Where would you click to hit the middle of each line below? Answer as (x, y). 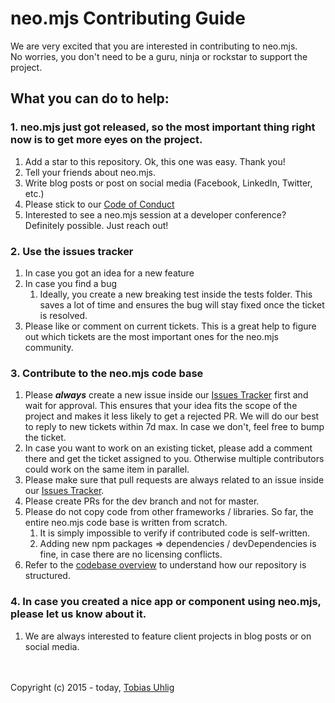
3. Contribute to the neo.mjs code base (107, 373)
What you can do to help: (90, 98)
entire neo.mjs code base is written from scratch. (126, 523)
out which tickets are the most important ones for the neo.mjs (151, 336)
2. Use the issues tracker (72, 251)
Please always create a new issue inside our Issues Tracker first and (166, 395)
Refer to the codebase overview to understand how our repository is (165, 565)
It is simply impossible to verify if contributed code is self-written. (175, 533)
